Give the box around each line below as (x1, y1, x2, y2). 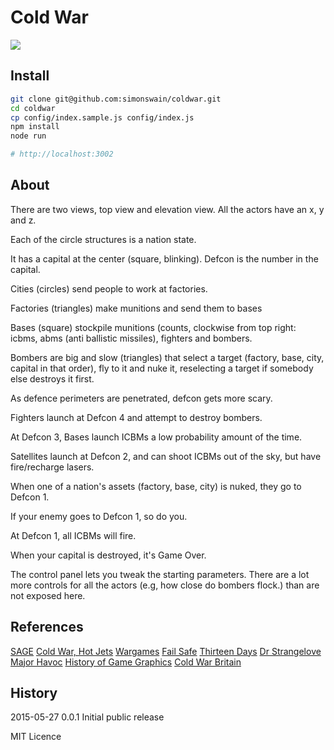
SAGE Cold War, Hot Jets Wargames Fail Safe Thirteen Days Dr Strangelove (10, 645, 322, 657)
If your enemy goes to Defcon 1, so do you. (10, 510, 188, 522)
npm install (10, 122, 60, 132)
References (10, 619, 84, 636)
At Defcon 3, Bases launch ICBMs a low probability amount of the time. (10, 431, 303, 443)
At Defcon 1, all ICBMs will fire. (10, 529, 137, 541)
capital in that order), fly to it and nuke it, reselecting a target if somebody (10, 362, 314, 374)
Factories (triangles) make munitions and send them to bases (10, 302, 263, 314)
